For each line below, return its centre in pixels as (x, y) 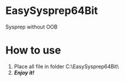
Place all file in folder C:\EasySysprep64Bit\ (66, 66)
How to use (33, 50)
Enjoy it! (24, 72)
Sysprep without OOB (32, 27)
